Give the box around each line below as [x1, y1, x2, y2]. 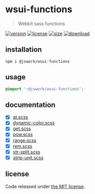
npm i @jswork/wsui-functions [5, 59, 70, 64]
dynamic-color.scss [12, 120, 55, 126]
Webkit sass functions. [17, 20, 66, 27]
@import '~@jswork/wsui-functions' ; [5, 86, 84, 92]
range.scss [12, 137, 37, 143]
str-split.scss [12, 148, 41, 155]
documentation [5, 100, 55, 109]
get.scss [12, 125, 31, 132]
